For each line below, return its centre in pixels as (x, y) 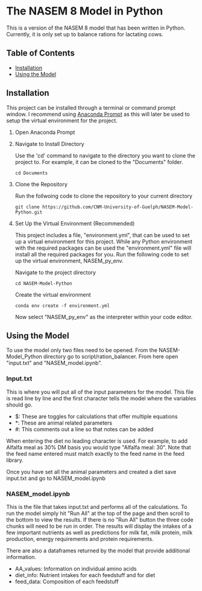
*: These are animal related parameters (64, 423)
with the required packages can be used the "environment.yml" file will (103, 248)
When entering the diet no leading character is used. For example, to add (97, 441)
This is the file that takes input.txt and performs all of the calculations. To (97, 507)
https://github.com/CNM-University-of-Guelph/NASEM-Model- (118, 207)
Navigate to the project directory (55, 272)
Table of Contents (41, 53)
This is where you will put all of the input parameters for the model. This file (100, 392)
